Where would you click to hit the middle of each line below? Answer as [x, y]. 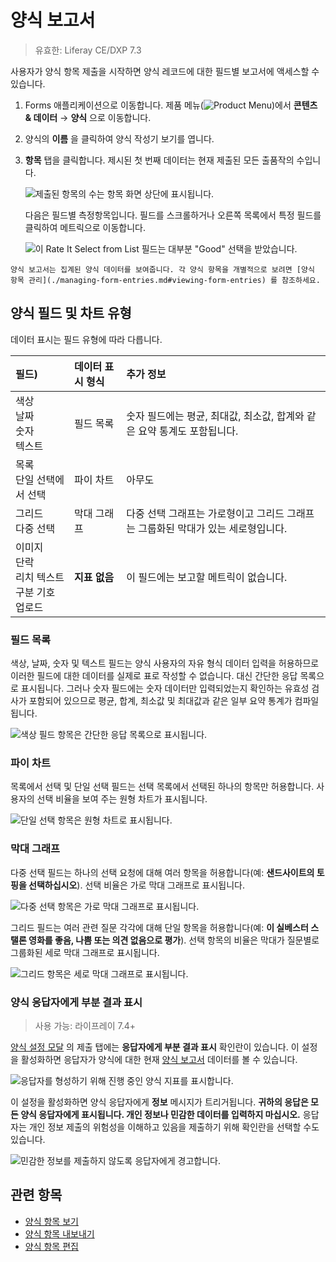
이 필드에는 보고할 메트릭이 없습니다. [207, 577]
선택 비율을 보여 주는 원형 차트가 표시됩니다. [122, 799]
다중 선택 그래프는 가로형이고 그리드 [205, 513]
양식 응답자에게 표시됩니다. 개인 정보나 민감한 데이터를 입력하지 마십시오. [160, 1114]
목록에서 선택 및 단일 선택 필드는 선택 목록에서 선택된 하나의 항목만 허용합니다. [162, 787]
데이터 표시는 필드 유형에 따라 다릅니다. [86, 339]
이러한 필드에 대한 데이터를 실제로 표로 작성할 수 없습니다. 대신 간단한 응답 [154, 676]
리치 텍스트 [40, 577]
